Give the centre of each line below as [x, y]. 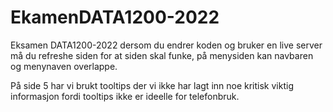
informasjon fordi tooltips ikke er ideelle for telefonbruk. [125, 96]
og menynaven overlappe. [64, 66]
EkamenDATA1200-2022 [115, 17]
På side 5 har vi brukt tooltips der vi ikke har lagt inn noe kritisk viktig [152, 85]
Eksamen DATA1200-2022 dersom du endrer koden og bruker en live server [166, 45]
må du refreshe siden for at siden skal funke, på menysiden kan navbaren [162, 55]
